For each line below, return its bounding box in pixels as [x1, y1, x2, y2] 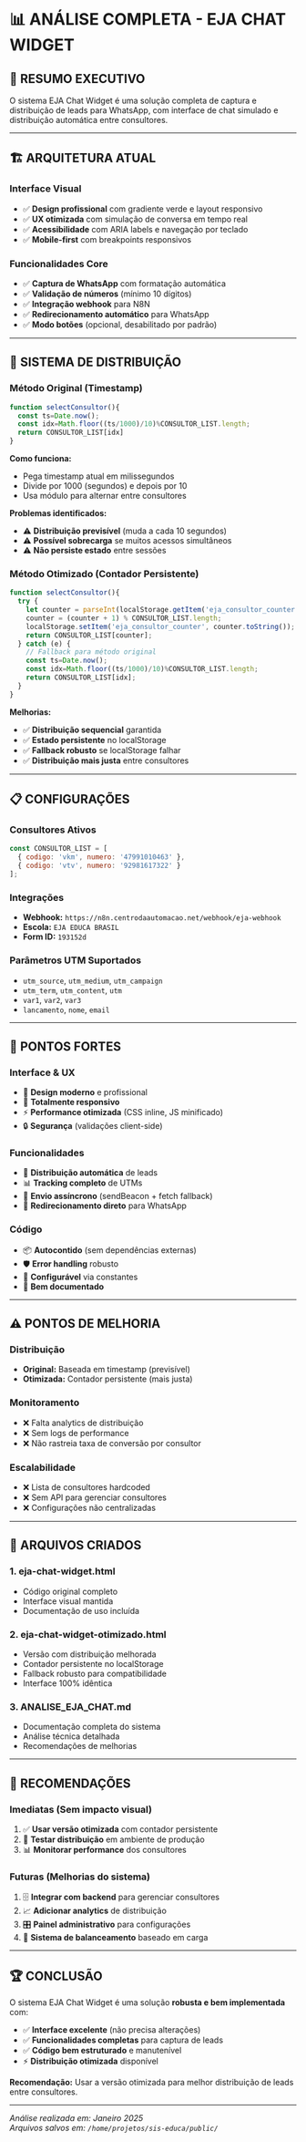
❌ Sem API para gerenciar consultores [22, 1492, 167, 1503]
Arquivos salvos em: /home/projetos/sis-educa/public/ [9, 2123, 219, 2134]
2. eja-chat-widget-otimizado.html [9, 1628, 167, 1640]
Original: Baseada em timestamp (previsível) [22, 1364, 191, 1375]
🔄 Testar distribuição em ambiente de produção [22, 1834, 205, 1845]
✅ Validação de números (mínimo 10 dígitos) [22, 288, 192, 299]
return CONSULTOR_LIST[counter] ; [25, 630, 153, 640]
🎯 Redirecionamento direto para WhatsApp [22, 1200, 187, 1211]
